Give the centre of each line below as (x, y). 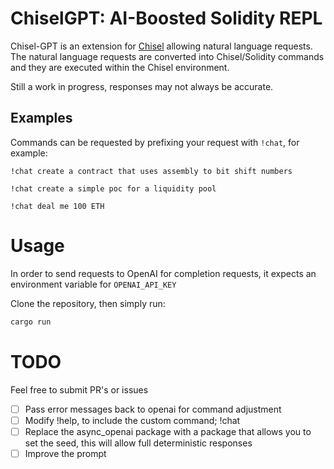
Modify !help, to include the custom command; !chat (132, 420)
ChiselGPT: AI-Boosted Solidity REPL (166, 18)
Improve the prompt (65, 453)
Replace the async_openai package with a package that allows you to (168, 431)
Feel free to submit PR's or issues (79, 389)
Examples (41, 118)
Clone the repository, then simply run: (88, 303)
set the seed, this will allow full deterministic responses (138, 443)
